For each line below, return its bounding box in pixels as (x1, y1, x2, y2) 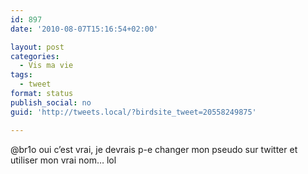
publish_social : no (10, 97, 92, 108)
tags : (10, 70, 33, 80)
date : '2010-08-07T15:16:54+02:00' (10, 24, 159, 34)
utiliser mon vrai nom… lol (10, 154, 117, 166)
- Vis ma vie (19, 61, 74, 71)
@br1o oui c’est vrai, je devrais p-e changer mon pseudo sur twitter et (10, 143, 298, 155)
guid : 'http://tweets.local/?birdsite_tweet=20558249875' (10, 107, 257, 117)
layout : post (10, 42, 65, 52)
